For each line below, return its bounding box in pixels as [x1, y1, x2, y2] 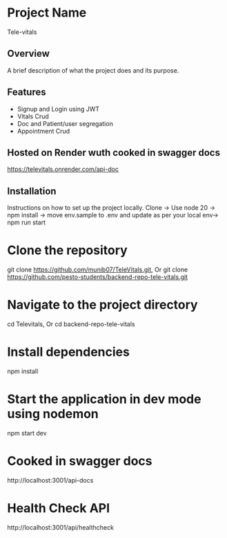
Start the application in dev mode [7, 391, 201, 407]
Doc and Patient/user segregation [17, 119, 114, 127]
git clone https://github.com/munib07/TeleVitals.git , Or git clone [7, 265, 188, 274]
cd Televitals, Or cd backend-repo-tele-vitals [7, 320, 135, 328]
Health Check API [7, 501, 110, 517]
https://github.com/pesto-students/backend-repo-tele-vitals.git [7, 273, 188, 281]
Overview [7, 48, 50, 60]
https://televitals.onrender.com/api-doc [7, 165, 119, 174]
